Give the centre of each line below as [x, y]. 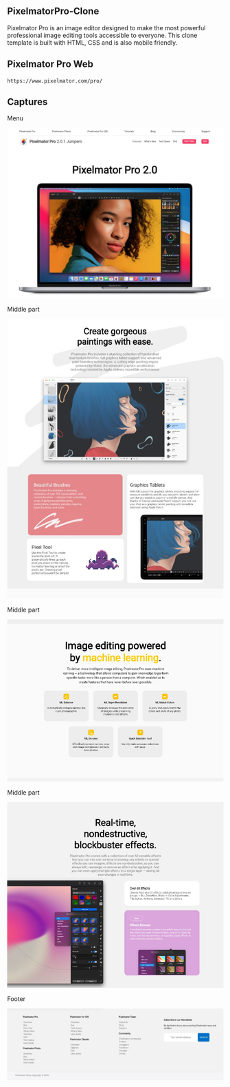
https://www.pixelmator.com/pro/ [55, 81]
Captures [27, 102]
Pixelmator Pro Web [50, 64]
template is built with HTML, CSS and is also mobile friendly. [92, 42]
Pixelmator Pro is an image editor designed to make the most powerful [106, 28]
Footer [16, 999]
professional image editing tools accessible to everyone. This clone [102, 35]
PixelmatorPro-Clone [53, 11]
